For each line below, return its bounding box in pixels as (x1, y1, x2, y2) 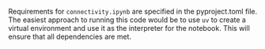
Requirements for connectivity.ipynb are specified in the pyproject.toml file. (8, 7, 258, 16)
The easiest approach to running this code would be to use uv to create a (8, 15, 247, 24)
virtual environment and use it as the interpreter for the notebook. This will (8, 24, 251, 32)
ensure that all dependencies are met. (8, 32, 132, 41)
